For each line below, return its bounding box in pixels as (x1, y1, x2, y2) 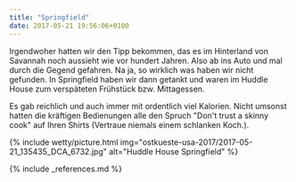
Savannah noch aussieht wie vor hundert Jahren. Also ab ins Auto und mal (9, 55, 283, 66)
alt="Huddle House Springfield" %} (108, 146, 239, 156)
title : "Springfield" (9, 12, 90, 22)
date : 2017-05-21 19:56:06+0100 (9, 21, 129, 30)
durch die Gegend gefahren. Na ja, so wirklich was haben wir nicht (9, 64, 254, 75)
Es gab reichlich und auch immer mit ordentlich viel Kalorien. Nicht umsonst (9, 100, 287, 111)
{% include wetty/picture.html (9, 137, 119, 147)
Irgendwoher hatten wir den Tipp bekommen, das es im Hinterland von (9, 45, 269, 56)
